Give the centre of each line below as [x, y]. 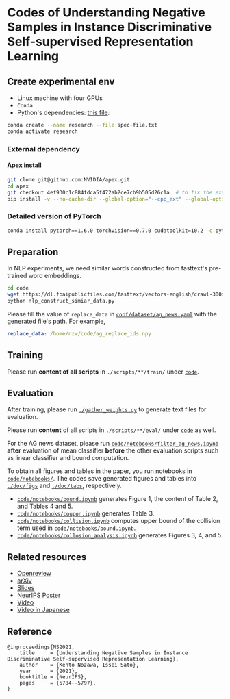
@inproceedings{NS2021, [41, 647]
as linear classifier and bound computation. [68, 458]
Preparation [33, 252]
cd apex [18, 186]
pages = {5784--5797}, [58, 683]
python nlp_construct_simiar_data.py [61, 301]
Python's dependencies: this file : [63, 112]
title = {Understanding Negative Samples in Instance [104, 653]
